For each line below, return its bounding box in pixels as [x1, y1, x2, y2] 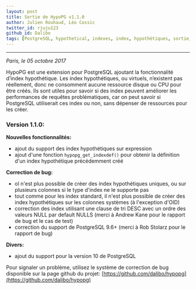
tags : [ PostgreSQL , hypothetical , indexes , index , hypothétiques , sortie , [6, 36, 192, 42]
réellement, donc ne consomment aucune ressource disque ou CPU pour [6, 81, 182, 88]
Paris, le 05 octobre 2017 [6, 57, 66, 64]
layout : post [6, 8, 38, 15]
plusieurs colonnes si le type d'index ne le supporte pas [14, 187, 149, 194]
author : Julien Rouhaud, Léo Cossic [6, 19, 95, 25]
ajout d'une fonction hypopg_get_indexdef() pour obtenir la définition [14, 152, 180, 159]
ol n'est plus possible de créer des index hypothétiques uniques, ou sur [14, 180, 187, 187]
